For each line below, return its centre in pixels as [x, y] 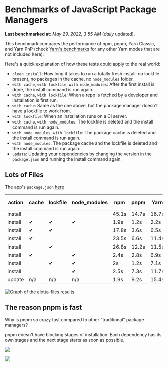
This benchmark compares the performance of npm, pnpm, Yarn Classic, [80, 43]
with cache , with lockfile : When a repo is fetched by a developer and [85, 95]
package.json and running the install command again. [67, 159]
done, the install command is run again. [53, 89]
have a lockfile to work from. [42, 111]
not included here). [25, 54]
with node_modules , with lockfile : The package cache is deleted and [84, 132]
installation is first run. [35, 100]
